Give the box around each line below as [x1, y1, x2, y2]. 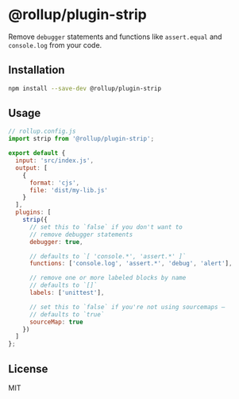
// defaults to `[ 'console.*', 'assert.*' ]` [29, 252, 187, 260]
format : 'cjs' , [29, 179, 80, 187]
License [8, 362, 48, 375]
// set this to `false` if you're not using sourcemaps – [29, 303, 226, 311]
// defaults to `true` [29, 310, 105, 319]
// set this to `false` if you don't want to [29, 223, 183, 231]
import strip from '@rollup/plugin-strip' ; [8, 135, 155, 143]
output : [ [15, 164, 48, 172]
